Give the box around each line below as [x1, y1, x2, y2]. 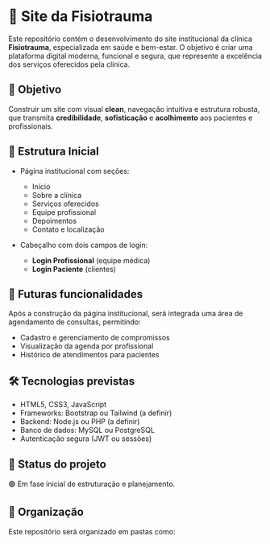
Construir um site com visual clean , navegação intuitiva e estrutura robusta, [8, 104, 260, 113]
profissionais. [8, 121, 54, 131]
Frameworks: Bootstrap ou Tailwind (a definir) [19, 408, 172, 418]
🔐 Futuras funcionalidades [8, 287, 143, 301]
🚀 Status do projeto [8, 457, 106, 471]
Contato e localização [31, 225, 105, 234]
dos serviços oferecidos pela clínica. [8, 60, 131, 69]
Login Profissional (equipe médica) [31, 255, 151, 265]
